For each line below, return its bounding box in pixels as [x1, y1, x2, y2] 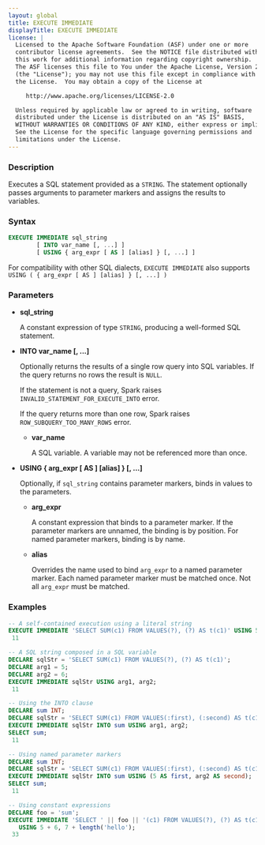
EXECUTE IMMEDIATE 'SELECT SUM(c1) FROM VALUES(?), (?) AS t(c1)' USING [8, 627, 252, 635]
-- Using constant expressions [8, 801, 111, 809]
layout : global [8, 11, 58, 20]
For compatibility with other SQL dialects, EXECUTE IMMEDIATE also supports [8, 262, 251, 272]
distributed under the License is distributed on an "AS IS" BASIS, [15, 114, 245, 122]
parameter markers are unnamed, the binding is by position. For [31, 526, 239, 535]
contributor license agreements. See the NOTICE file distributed [15, 48, 242, 56]
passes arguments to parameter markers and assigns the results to [8, 188, 226, 197]
